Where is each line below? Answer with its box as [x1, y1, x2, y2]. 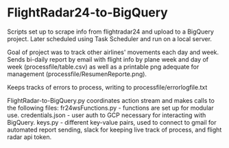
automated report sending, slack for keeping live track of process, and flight [7, 125, 222, 134]
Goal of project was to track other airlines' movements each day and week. [7, 48, 219, 56]
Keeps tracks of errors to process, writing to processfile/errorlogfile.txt [7, 83, 208, 91]
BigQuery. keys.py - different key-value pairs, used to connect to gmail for [7, 118, 217, 126]
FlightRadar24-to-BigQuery [7, 5, 168, 21]
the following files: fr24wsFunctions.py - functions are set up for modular [7, 103, 214, 112]
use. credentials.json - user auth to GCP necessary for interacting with [7, 111, 206, 119]
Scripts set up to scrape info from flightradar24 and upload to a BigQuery [7, 27, 215, 36]
